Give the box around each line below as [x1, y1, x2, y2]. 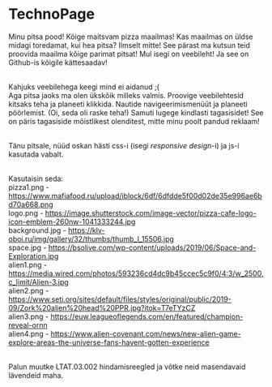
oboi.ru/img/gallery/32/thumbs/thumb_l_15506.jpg [8, 234, 174, 243]
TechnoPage [8, 5, 96, 24]
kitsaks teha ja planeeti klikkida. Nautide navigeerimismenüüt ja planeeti [8, 99, 249, 109]
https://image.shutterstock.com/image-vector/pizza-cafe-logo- [45, 208, 257, 217]
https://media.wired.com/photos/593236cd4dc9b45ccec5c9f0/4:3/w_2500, [8, 269, 264, 278]
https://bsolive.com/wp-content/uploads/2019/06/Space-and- [48, 243, 257, 252]
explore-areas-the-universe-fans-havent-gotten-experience [8, 338, 210, 347]
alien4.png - [8, 329, 49, 338]
